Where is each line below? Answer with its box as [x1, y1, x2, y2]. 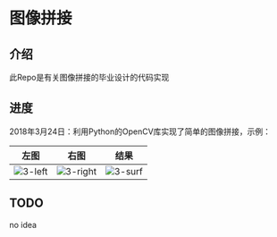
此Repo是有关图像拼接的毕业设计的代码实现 [9, 72, 170, 82]
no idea [9, 219, 38, 230]
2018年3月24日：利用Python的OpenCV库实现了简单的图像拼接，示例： [9, 126, 271, 137]
